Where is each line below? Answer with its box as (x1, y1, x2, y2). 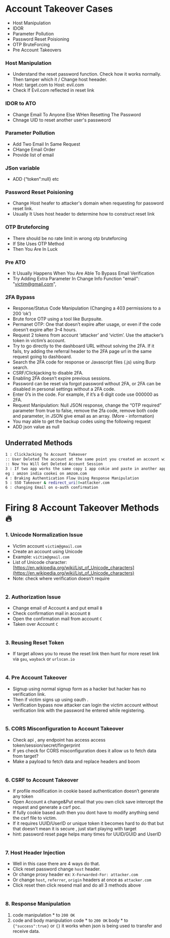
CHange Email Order (12, 146, 56, 152)
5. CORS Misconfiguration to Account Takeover (5, 725, 124, 732)
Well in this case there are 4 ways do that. (12, 861, 100, 867)
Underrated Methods (5, 439, 73, 447)
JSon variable (5, 164, 40, 172)
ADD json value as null (12, 424, 60, 430)
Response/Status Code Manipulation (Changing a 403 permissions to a (12, 305, 161, 311)
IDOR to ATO (5, 100, 36, 107)
